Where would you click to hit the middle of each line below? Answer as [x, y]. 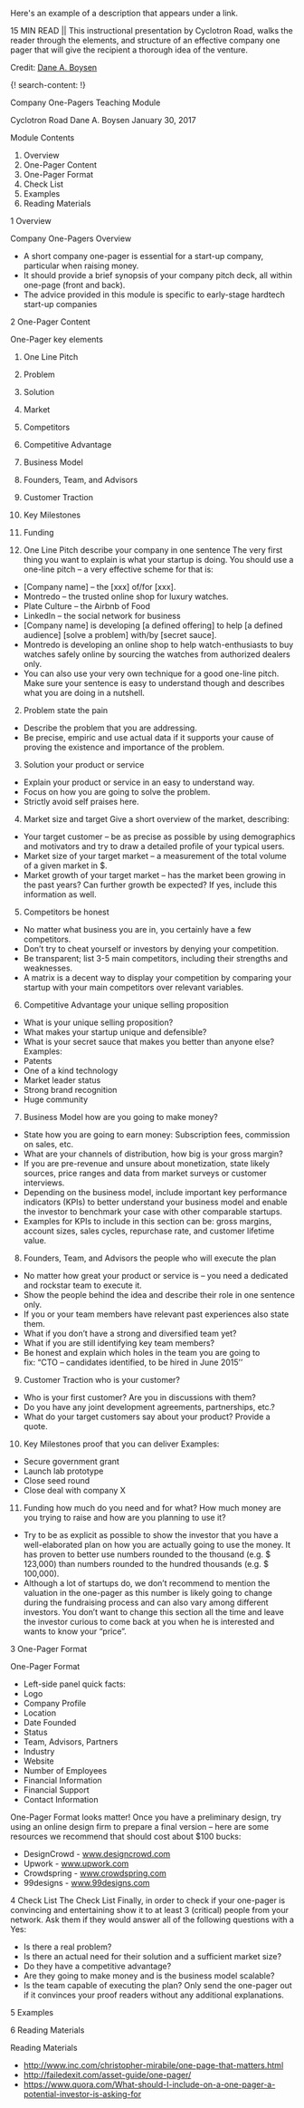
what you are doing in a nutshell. [84, 693]
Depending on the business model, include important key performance [155, 1192]
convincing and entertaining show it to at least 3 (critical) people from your [149, 1910]
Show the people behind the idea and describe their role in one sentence [159, 1295]
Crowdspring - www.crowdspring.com [95, 1873]
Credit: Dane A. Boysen [54, 68]
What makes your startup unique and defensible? [115, 1032]
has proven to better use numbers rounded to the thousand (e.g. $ [147, 1554]
